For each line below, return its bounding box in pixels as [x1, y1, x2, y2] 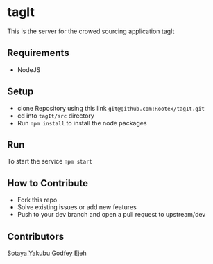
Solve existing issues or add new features [17, 203, 137, 211]
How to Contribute [7, 177, 89, 189]
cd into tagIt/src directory [17, 112, 95, 120]
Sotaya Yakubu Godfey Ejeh [7, 249, 87, 257]
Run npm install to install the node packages [17, 118, 147, 127]
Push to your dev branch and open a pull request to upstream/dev [17, 211, 206, 219]
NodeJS [17, 65, 41, 73]
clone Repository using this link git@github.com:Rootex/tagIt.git [17, 104, 205, 112]
